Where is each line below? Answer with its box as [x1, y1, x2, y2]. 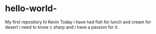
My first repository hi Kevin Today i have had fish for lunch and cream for [5, 19, 152, 25]
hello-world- [5, 3, 57, 14]
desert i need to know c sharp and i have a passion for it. [5, 24, 119, 30]
